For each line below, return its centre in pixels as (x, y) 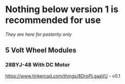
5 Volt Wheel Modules (41, 50)
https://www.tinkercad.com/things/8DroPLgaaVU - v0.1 (63, 76)
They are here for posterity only (39, 34)
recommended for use (53, 20)
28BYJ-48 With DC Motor (38, 65)
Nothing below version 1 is (62, 9)
